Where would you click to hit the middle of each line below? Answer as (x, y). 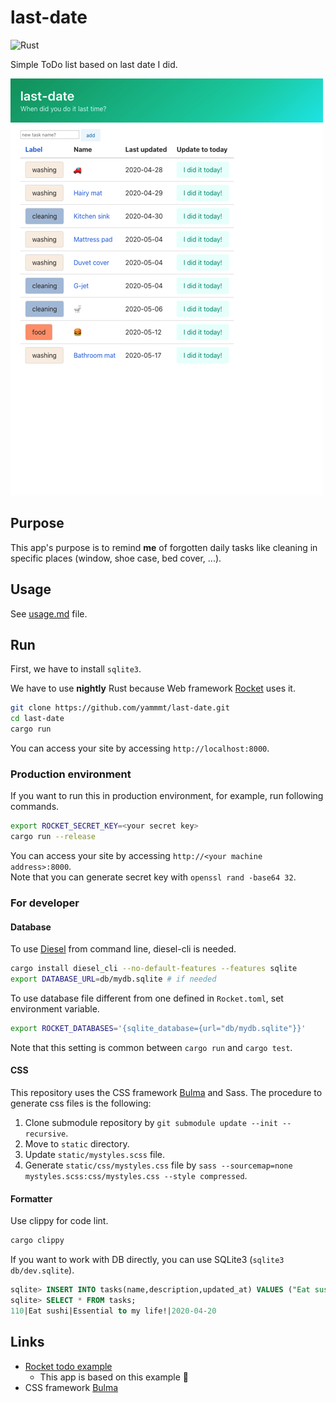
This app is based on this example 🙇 (114, 1377)
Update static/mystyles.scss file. (95, 1154)
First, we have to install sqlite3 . (76, 669)
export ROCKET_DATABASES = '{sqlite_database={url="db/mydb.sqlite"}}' (158, 1028)
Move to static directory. (77, 1144)
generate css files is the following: (81, 1103)
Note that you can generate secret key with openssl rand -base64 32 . (153, 877)
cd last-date (37, 719)
